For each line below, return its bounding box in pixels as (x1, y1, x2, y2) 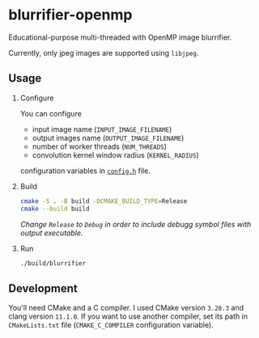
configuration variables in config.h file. (19, 166, 151, 175)
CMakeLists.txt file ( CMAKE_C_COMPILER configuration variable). (8, 320, 214, 330)
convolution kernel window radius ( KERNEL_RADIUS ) (32, 150, 200, 159)
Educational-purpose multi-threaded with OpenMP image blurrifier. (8, 32, 232, 42)
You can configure (19, 108, 83, 118)
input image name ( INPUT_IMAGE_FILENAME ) (32, 124, 172, 134)
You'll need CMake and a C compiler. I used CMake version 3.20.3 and (8, 303, 244, 313)
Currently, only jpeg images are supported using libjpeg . (8, 48, 199, 57)
